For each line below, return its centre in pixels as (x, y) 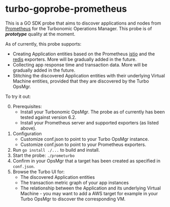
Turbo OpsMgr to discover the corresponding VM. (73, 199)
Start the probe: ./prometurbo (44, 155)
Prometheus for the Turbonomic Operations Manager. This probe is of (79, 28)
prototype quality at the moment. (40, 34)
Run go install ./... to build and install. (56, 150)
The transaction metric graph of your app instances (75, 182)
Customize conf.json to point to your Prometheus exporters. (83, 144)
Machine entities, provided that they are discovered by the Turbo (81, 81)
